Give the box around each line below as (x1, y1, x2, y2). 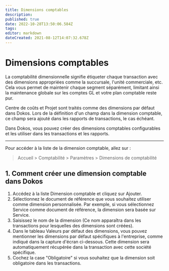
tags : (5, 26, 17, 31)
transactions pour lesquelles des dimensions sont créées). (12, 222, 134, 229)
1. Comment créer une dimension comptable (5, 169, 147, 178)
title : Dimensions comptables (5, 7, 69, 13)
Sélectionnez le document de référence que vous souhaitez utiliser (12, 196, 151, 202)
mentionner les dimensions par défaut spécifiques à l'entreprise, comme (12, 233, 163, 239)
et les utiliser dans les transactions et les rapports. (5, 130, 110, 136)
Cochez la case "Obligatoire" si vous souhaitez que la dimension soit (12, 254, 155, 260)
